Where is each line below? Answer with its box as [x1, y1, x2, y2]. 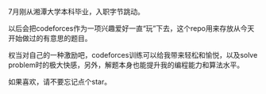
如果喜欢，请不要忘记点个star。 [8, 77, 112, 86]
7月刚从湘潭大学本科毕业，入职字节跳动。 [8, 7, 145, 16]
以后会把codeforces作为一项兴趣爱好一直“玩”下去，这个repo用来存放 [8, 24, 234, 33]
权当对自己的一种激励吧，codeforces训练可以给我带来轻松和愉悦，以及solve [8, 51, 258, 59]
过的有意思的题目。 [29, 34, 92, 43]
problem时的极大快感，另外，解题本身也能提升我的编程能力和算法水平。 [8, 60, 245, 70]
